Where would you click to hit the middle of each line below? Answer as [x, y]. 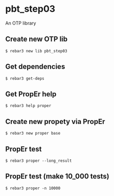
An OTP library [21, 23]
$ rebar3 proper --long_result [39, 161]
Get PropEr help [31, 94]
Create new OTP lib [37, 39]
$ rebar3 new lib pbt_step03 [36, 51]
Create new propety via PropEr [55, 122]
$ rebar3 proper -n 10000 [33, 188]
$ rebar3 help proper [28, 106]
